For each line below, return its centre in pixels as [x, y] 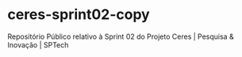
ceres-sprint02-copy [79, 15]
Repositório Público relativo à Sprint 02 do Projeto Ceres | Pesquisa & [121, 36]
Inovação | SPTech [38, 44]
